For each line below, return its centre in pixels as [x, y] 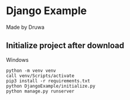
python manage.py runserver [40, 91]
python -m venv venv [31, 71]
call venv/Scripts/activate [40, 76]
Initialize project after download [65, 46]
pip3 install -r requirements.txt [48, 81]
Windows [18, 59]
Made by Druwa [25, 27]
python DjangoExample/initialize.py [51, 86]
